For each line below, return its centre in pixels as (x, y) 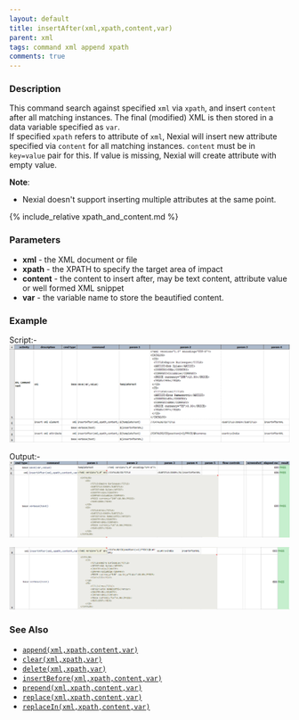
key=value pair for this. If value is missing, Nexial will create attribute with (143, 155)
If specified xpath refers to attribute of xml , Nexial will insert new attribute (143, 137)
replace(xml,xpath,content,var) (82, 697)
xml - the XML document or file (80, 260)
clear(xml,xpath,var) (62, 659)
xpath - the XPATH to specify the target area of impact (122, 269)
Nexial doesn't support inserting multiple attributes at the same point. (149, 200)
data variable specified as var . (65, 127)
